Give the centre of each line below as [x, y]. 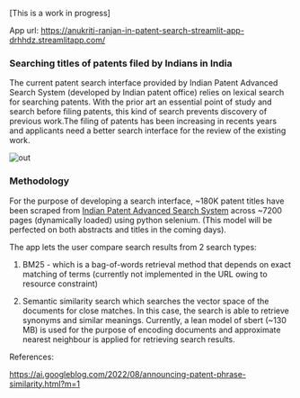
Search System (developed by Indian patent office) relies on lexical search [147, 93]
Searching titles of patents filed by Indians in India [121, 63]
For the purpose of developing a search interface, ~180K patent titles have [147, 201]
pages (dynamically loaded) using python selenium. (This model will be [141, 220]
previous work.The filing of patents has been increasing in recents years [143, 122]
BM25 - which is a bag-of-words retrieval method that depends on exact [157, 264]
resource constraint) [60, 284]
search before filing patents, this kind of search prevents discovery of [138, 112]
